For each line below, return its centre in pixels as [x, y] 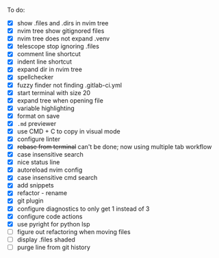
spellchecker [35, 77]
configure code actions [50, 216]
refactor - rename [42, 193]
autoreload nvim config [50, 170]
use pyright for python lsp [53, 224]
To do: [16, 10]
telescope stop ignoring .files [58, 47]
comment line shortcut [49, 54]
